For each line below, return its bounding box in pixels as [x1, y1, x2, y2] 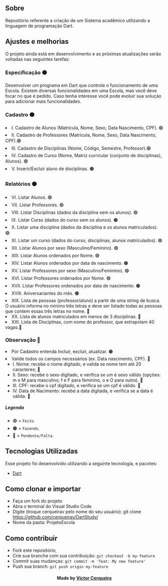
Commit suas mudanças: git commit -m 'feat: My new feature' [12, 558, 146, 564]
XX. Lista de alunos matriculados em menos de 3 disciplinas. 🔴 [12, 313, 141, 319]
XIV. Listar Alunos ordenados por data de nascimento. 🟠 [12, 260, 129, 266]
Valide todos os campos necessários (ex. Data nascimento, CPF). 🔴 [12, 355, 150, 361]
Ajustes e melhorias [5, 37, 69, 46]
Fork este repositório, [12, 547, 57, 553]
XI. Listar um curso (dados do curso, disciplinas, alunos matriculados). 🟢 [12, 237, 162, 243]
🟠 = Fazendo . [12, 425, 40, 431]
